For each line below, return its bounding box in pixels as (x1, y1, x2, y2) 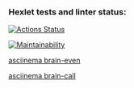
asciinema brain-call (8, 71, 77, 81)
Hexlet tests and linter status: (8, 6, 127, 18)
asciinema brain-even (8, 55, 81, 66)
